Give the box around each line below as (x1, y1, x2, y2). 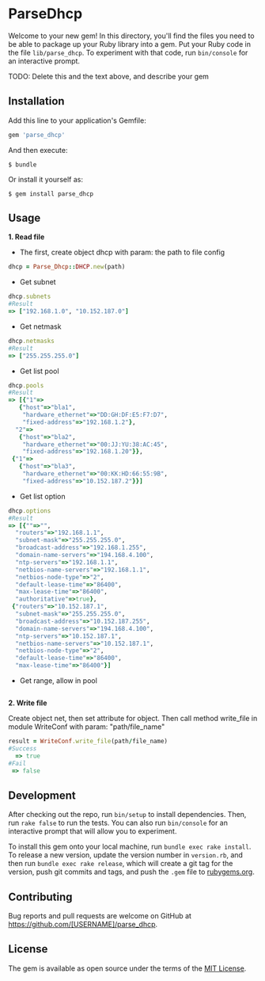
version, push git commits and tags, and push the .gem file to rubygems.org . (8, 867, 256, 876)
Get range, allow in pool (19, 676, 97, 685)
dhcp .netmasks (8, 337, 55, 345)
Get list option (19, 491, 66, 501)
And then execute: (8, 145, 68, 155)
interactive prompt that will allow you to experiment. (8, 826, 177, 836)
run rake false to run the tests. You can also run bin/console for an (8, 818, 228, 828)
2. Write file (8, 698, 47, 708)
